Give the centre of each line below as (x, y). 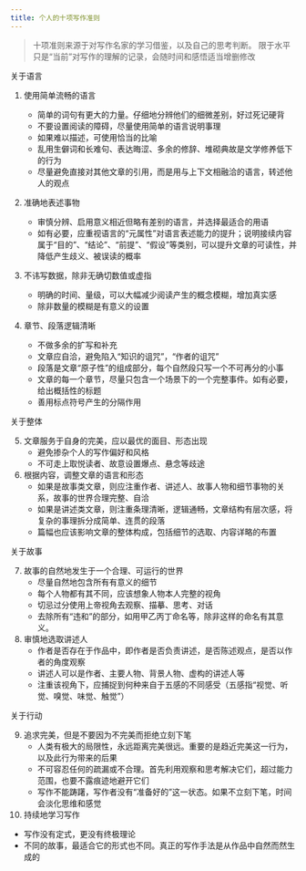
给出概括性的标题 (69, 390)
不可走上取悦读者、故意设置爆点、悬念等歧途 (121, 463)
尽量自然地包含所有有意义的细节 (97, 582)
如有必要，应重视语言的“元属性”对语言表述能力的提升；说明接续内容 (164, 233)
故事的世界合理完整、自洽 (101, 497)
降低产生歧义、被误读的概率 (89, 255)
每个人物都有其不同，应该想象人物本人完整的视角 (129, 593)
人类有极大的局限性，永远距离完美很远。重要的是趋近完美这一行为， (165, 746)
